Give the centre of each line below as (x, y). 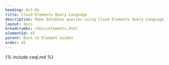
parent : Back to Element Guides (39, 38)
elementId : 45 (20, 33)
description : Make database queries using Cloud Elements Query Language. (86, 19)
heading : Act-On (22, 10)
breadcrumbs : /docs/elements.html (42, 29)
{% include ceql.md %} (30, 57)
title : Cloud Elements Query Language (46, 15)
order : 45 (16, 43)
